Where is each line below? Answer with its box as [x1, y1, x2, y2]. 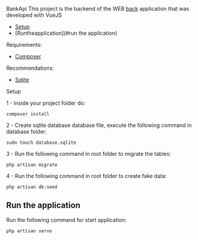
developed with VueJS [6, 11, 62, 19]
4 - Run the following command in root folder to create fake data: [6, 173, 167, 179]
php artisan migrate [6, 162, 58, 168]
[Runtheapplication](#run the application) [14, 29, 118, 37]
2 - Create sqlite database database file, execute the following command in [6, 122, 192, 129]
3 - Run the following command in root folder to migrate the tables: [6, 150, 171, 157]
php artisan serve [6, 228, 52, 234]
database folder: [6, 128, 47, 135]
